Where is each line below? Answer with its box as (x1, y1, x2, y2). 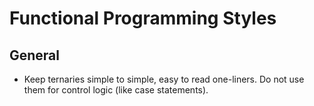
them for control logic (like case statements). (23, 84, 209, 96)
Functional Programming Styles (9, 7, 277, 30)
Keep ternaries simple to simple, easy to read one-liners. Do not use (23, 73, 305, 85)
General (9, 47, 61, 64)
